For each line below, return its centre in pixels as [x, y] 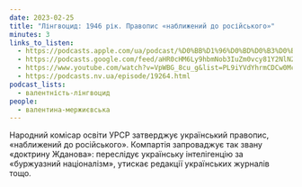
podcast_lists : [38, 85]
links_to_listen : [42, 43]
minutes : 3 [30, 34]
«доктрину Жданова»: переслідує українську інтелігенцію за [127, 155]
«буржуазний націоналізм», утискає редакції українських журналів [139, 164]
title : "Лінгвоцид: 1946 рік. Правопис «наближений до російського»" [142, 26]
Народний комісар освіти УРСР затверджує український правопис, [139, 135]
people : [24, 101]
